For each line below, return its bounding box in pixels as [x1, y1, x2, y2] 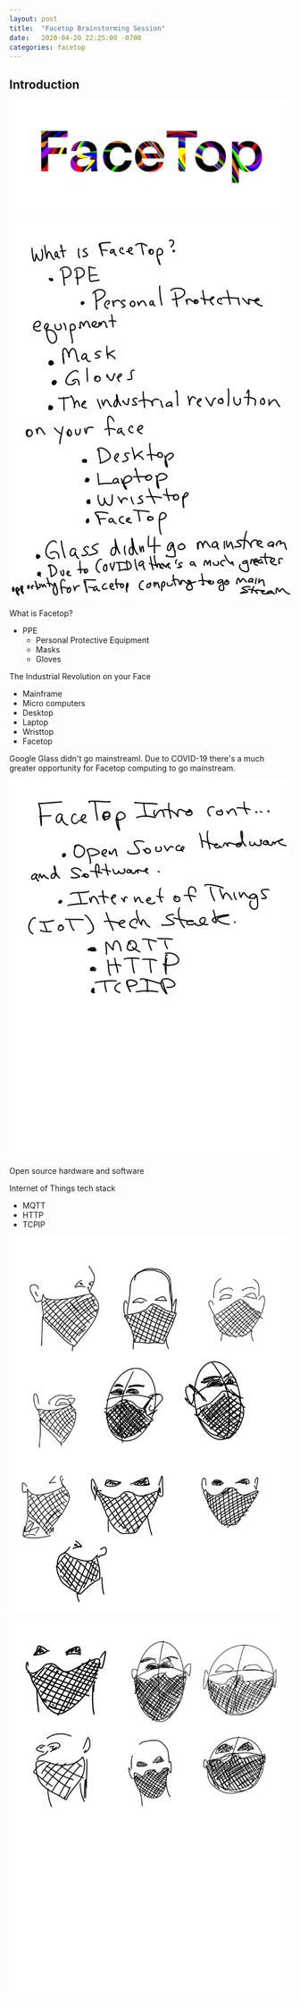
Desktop [21, 707, 54, 719]
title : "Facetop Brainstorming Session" [9, 23, 166, 33]
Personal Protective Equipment [35, 635, 150, 645]
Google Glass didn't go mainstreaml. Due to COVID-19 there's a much [9, 754, 265, 764]
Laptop [21, 717, 49, 728]
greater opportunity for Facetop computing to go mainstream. [9, 763, 237, 773]
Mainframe [21, 688, 62, 699]
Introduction [9, 77, 80, 92]
